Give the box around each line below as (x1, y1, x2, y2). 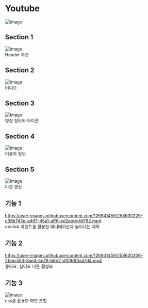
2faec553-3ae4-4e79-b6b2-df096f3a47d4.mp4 (5, 257, 102, 263)
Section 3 (5, 99, 35, 107)
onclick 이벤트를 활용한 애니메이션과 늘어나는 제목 (5, 223, 100, 229)
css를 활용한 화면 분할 (5, 298, 47, 304)
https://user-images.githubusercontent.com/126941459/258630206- (5, 252, 143, 258)
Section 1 (5, 33, 33, 41)
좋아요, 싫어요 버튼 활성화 (5, 263, 53, 269)
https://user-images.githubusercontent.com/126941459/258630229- (5, 212, 143, 219)
